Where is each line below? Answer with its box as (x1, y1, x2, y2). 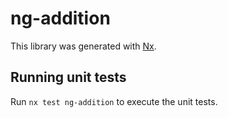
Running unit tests (10, 69, 127, 86)
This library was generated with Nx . (10, 40, 157, 52)
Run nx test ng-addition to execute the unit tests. (10, 95, 218, 107)
